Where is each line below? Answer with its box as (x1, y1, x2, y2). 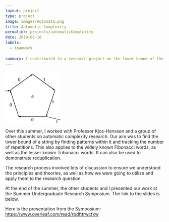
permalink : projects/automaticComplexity (5, 29, 94, 35)
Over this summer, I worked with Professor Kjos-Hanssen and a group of (5, 128, 156, 134)
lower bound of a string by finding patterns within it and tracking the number (5, 139, 164, 145)
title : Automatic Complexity (5, 24, 67, 29)
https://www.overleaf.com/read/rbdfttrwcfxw (5, 211, 99, 217)
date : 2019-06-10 (5, 35, 42, 40)
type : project (5, 13, 35, 19)
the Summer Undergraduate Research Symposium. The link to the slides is (5, 190, 160, 197)
